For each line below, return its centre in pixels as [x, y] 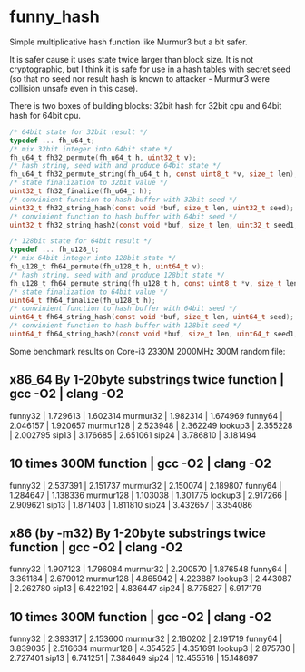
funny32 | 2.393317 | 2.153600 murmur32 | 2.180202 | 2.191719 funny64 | [146, 639]
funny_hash [54, 17]
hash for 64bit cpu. [45, 115]
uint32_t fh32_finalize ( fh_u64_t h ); [81, 191]
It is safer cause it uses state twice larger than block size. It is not [132, 59]
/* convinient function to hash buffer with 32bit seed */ [123, 200]
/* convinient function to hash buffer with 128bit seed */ [126, 326]
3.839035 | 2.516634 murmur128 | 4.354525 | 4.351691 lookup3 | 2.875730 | [152, 648]
